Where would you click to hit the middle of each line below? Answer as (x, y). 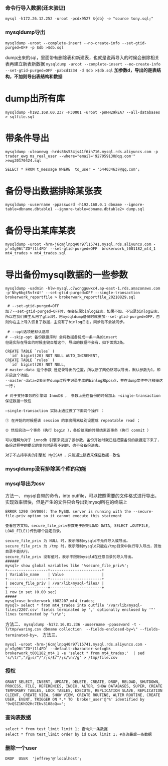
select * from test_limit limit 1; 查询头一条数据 (56, 729)
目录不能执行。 (18, 551)
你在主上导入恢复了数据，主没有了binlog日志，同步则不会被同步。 (68, 322)
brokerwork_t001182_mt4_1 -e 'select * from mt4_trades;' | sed (75, 653)
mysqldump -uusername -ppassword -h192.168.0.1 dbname (64, 205)
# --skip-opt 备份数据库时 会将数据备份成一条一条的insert (61, 337)
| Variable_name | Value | (55, 574)
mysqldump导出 (25, 32)
